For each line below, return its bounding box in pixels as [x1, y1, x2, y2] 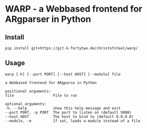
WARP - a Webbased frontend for [5, 3, 143, 15]
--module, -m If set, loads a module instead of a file [5, 118, 140, 123]
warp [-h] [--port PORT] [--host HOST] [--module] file [5, 72, 121, 77]
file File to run [5, 93, 77, 98]
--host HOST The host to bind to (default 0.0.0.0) [5, 114, 134, 119]
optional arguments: [5, 101, 47, 106]
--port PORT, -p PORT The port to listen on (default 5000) [5, 110, 132, 115]
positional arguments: [5, 89, 51, 94]
